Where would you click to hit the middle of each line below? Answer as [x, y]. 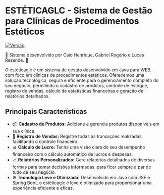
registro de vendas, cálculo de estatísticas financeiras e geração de [74, 91]
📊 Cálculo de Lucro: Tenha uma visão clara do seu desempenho [79, 147]
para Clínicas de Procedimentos [72, 21]
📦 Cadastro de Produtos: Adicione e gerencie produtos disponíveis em [86, 124]
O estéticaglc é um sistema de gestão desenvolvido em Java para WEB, [79, 70]
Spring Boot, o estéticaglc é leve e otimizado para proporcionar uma [82, 183]
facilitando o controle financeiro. [45, 142]
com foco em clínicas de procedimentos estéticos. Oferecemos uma [75, 75]
